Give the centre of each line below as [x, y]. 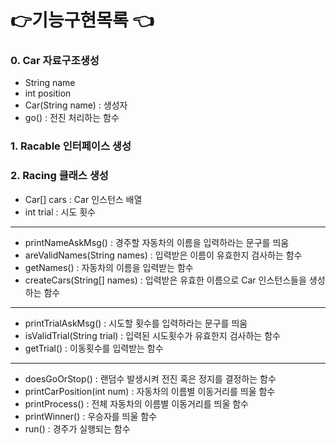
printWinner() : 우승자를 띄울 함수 [91, 416]
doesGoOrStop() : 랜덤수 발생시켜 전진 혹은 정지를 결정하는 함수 [150, 378]
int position [48, 93]
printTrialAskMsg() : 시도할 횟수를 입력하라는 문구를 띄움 [136, 323]
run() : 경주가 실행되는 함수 [77, 428]
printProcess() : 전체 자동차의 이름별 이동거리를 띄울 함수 [136, 403]
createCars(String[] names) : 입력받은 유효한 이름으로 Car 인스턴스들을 [165, 280]
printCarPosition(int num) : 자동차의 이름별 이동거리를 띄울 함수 [150, 391]
